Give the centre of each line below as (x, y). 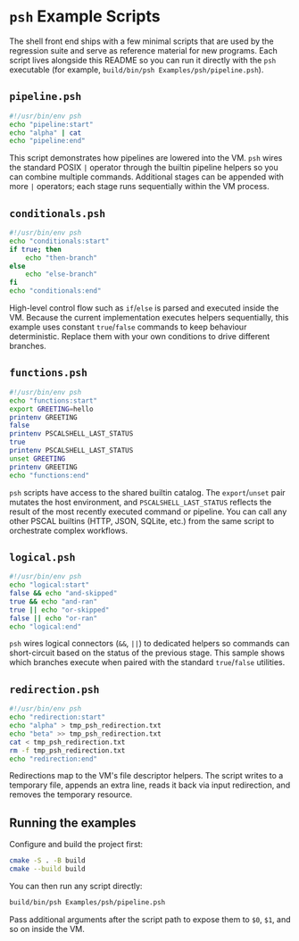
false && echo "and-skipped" (63, 594)
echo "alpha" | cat (46, 133)
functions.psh (48, 373)
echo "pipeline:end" (48, 141)
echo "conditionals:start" (59, 241)
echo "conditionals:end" (55, 291)
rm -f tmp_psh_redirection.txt (67, 750)
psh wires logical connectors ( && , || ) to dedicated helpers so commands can (149, 644)
